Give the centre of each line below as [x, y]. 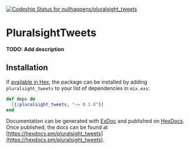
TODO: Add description [35, 49]
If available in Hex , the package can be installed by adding [77, 82]
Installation [27, 68]
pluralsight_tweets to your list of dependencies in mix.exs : [78, 88]
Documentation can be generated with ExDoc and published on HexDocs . [95, 121]
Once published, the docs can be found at [57, 127]
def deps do [21, 99]
